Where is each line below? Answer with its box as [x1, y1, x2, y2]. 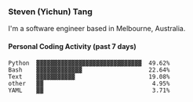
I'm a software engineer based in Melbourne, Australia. [8, 24, 186, 33]
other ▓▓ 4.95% [8, 79, 170, 87]
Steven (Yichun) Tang [8, 6, 93, 17]
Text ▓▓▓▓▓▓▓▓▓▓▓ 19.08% [8, 72, 170, 80]
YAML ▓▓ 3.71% [8, 86, 170, 94]
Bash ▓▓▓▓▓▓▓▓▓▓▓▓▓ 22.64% [8, 65, 170, 74]
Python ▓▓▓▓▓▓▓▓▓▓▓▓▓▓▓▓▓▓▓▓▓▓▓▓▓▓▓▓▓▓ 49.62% [8, 59, 170, 67]
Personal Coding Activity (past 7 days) [8, 41, 137, 51]
